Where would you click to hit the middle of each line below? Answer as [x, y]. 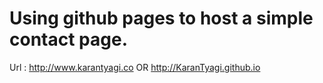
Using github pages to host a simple [161, 18]
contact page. [68, 39]
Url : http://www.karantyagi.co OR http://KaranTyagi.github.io [135, 67]
